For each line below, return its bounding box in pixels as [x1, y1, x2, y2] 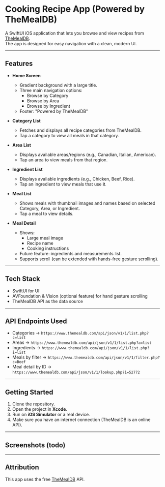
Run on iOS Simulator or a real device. [12, 412, 90, 418]
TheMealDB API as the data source [12, 298, 83, 304]
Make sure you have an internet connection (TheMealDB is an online [12, 417, 151, 423]
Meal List [12, 190, 32, 196]
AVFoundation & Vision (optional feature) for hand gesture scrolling [12, 293, 148, 299]
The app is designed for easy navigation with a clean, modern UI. [5, 40, 137, 46]
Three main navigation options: [19, 87, 82, 93]
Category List [12, 118, 41, 123]
